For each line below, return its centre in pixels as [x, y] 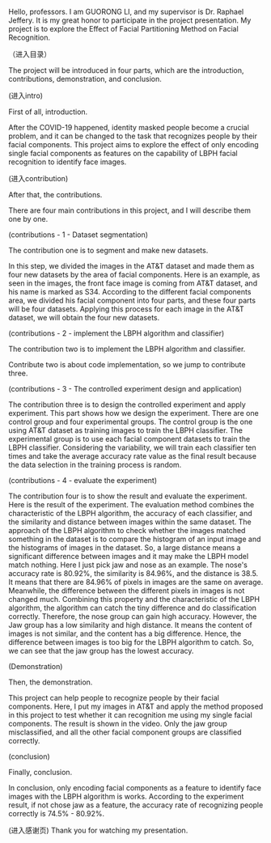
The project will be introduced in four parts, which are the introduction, [126, 70]
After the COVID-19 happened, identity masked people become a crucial [129, 127]
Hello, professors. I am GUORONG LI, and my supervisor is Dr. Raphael [126, 12]
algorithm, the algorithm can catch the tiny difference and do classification [133, 608]
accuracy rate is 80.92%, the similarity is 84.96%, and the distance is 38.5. [133, 573]
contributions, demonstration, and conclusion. [85, 79]
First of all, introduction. [48, 112]
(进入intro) [25, 95]
